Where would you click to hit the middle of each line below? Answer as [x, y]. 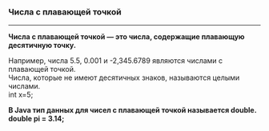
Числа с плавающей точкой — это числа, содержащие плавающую [126, 37]
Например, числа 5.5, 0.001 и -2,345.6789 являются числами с [116, 61]
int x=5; [21, 95]
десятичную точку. [42, 46]
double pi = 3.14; [36, 119]
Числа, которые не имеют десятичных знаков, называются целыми [124, 77]
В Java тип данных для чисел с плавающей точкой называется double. [133, 110]
